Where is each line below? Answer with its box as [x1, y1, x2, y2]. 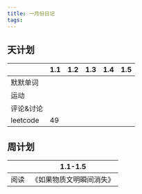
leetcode [10, 116, 39, 125]
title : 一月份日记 [7, 10, 55, 17]
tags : [7, 17, 23, 24]
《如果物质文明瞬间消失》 [31, 175, 116, 184]
